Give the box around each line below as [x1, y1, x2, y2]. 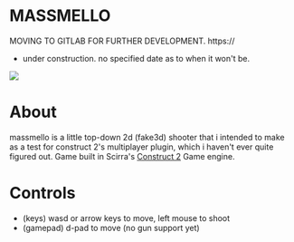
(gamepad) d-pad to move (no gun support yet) [22, 222, 201, 233]
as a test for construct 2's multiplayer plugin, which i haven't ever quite [9, 141, 274, 152]
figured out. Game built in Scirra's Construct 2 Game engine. [9, 150, 235, 161]
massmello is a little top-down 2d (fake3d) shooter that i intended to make [9, 131, 285, 142]
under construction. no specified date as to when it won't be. [22, 53, 251, 63]
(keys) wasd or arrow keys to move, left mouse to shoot [22, 212, 231, 223]
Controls [9, 183, 76, 204]
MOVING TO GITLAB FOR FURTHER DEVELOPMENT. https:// [9, 35, 235, 46]
